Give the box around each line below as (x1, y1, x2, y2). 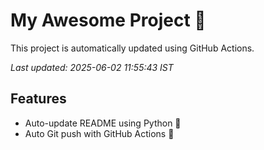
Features (10, 90, 67, 108)
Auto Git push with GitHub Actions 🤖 (24, 127, 175, 139)
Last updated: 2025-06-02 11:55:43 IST (10, 61, 174, 73)
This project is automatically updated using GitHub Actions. (10, 42, 255, 54)
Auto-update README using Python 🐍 (24, 117, 182, 129)
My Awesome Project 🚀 (10, 9, 207, 32)
